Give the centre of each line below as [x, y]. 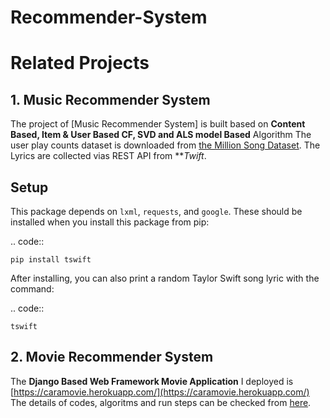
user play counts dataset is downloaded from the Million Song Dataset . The [165, 145]
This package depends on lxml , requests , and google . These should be [156, 211]
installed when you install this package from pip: [110, 222]
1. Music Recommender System [110, 99]
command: [32, 289]
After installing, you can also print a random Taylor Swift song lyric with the [165, 278]
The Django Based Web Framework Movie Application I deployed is [152, 381]
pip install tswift [51, 260]
